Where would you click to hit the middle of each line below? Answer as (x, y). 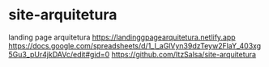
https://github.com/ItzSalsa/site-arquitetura (184, 54)
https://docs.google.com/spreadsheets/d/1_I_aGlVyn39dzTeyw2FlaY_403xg (135, 45)
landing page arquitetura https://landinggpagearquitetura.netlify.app (122, 37)
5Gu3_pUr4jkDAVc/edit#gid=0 (59, 54)
